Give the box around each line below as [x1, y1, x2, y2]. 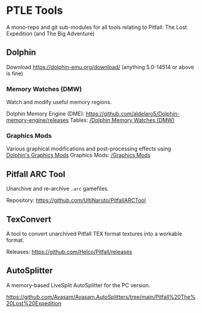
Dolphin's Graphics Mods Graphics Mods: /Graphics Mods [6, 152, 151, 159]
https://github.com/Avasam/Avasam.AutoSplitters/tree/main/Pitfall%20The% [6, 293, 196, 300]
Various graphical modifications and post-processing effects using [6, 145, 171, 152]
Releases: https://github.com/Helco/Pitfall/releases [6, 248, 132, 255]
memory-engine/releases [6, 117, 69, 124]
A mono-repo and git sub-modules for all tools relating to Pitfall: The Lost [6, 23, 188, 31]
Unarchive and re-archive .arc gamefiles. [6, 185, 109, 193]
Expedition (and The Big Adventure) [6, 29, 95, 37]
